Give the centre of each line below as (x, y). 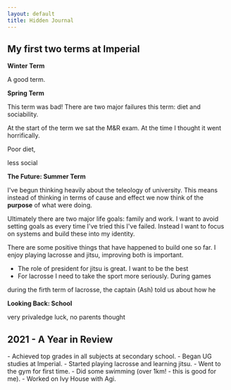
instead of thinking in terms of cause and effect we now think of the (106, 197)
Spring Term (26, 93)
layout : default (31, 14)
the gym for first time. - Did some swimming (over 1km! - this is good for (112, 372)
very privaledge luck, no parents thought (66, 317)
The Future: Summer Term (46, 176)
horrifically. (24, 135)
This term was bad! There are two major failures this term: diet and (104, 107)
